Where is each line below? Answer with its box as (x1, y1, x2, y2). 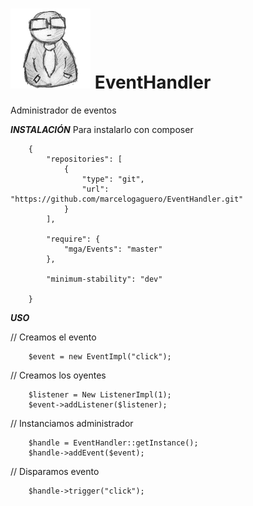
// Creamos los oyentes (10, 369, 107, 381)
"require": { (46, 234, 101, 244)
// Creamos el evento (10, 331, 97, 343)
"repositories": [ (46, 154, 123, 164)
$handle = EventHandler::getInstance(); (28, 438, 199, 448)
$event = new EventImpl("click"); (28, 351, 172, 362)
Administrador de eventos (10, 104, 117, 116)
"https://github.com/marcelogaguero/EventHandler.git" (10, 194, 244, 204)
